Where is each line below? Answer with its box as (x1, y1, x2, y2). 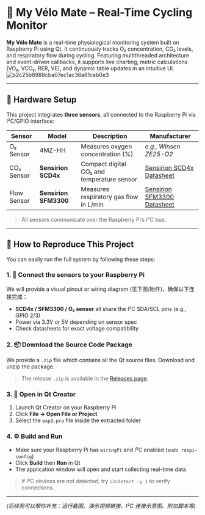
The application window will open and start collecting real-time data (15, 466, 186, 473)
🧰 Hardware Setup (6, 95, 77, 105)
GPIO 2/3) (15, 312, 41, 319)
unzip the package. (6, 363, 55, 370)
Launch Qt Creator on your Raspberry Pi (15, 404, 117, 411)
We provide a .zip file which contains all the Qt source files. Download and (6, 357, 195, 364)
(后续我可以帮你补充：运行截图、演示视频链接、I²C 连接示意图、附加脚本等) (6, 502, 196, 510)
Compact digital (81, 159, 126, 168)
